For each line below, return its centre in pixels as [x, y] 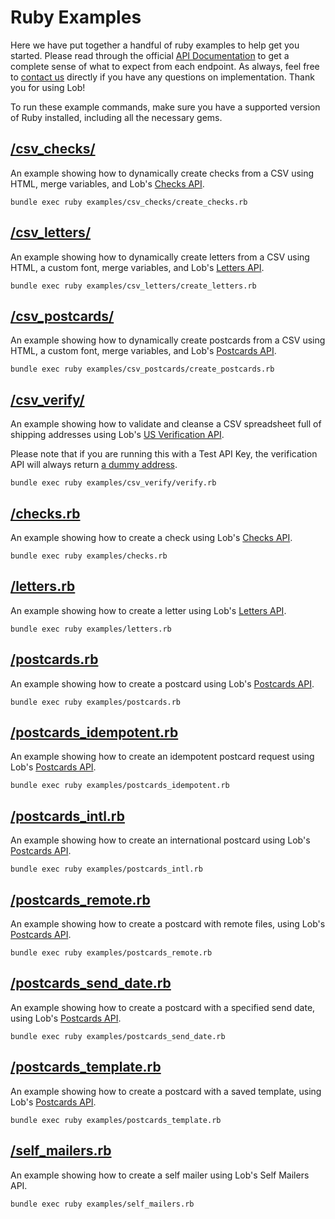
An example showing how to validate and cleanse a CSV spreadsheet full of [166, 424]
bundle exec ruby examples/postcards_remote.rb [111, 953]
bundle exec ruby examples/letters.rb [91, 629]
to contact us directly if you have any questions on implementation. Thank [162, 77]
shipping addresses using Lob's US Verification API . [117, 435]
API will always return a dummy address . [94, 465]
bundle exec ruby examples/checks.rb [89, 556]
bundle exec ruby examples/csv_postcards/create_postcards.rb [142, 369]
